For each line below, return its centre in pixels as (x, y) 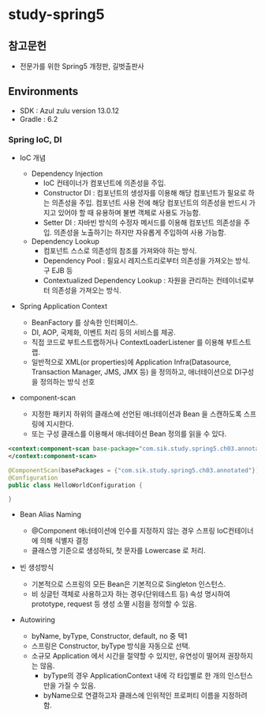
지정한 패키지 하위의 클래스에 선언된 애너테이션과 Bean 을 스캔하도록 (136, 414)
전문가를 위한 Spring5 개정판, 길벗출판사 (82, 66)
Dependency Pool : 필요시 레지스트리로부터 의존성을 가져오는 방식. (147, 261)
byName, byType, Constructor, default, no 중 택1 (109, 636)
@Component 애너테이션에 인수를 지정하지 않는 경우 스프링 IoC (130, 531)
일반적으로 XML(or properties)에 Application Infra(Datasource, (131, 362)
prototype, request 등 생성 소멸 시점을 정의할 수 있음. (114, 604)
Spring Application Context (63, 306)
